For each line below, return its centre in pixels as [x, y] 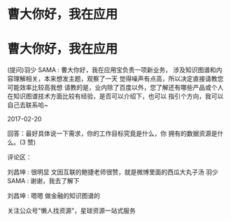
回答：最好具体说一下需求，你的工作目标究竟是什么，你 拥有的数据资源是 [112, 133]
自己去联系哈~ [28, 105]
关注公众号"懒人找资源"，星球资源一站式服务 [72, 210]
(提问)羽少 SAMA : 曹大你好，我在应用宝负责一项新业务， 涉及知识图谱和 [112, 70]
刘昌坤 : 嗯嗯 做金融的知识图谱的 [54, 196]
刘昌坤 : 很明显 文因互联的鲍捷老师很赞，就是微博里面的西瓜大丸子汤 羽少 [113, 172]
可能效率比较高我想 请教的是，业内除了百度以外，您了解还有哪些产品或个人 [115, 88]
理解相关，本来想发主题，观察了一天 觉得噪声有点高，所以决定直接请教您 [118, 79]
